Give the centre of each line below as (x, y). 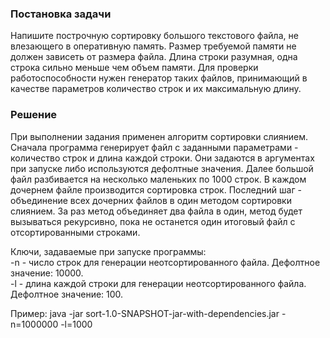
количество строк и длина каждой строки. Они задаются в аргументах (162, 158)
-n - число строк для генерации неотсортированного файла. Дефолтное (165, 262)
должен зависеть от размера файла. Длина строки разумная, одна (154, 57)
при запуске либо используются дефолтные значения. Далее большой (162, 168)
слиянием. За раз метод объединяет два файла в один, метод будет (156, 211)
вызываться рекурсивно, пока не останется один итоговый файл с (153, 221)
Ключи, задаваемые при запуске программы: (108, 251)
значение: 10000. (47, 273)
